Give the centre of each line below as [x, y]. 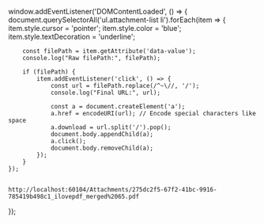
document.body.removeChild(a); [102, 148]
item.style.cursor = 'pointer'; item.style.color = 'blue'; [95, 28]
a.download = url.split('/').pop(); [111, 127]
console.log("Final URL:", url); [105, 93]
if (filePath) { [49, 72]
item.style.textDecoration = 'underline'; [72, 36]
